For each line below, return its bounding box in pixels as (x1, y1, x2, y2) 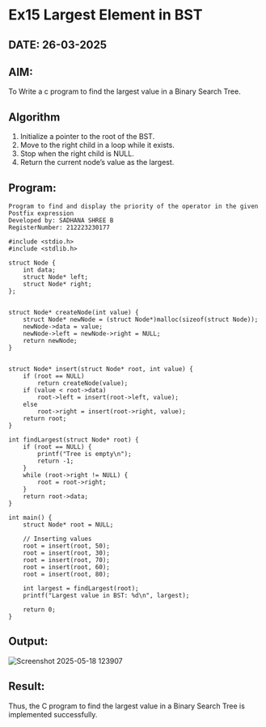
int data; (23, 266, 57, 274)
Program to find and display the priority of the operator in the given (8, 202, 259, 211)
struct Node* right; (23, 281, 92, 289)
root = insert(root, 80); (23, 570, 111, 579)
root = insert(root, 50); (23, 542, 111, 551)
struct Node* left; (23, 273, 89, 281)
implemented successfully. (8, 709, 98, 719)
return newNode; (23, 337, 78, 345)
